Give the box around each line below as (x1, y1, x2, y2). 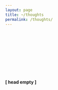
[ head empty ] (5, 79, 37, 85)
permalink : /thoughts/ (5, 17, 53, 22)
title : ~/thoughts (5, 12, 44, 17)
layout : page (5, 7, 33, 13)
